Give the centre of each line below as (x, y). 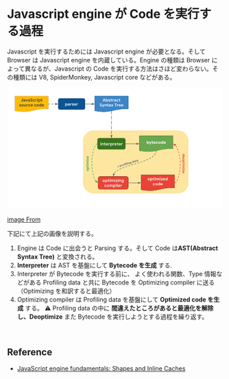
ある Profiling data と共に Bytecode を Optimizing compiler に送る (122, 282)
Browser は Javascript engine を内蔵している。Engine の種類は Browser (109, 60)
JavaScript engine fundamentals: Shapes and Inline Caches (101, 369)
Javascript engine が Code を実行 (104, 14)
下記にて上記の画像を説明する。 (52, 234)
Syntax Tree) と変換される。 (58, 257)
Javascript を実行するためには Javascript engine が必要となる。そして (107, 51)
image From (24, 219)
